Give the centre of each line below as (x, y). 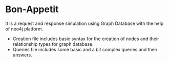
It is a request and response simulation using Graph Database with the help (84, 23)
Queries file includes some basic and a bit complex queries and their (85, 49)
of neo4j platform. (24, 28)
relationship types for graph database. (53, 44)
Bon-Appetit (32, 9)
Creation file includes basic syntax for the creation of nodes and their (86, 39)
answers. (22, 55)
